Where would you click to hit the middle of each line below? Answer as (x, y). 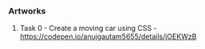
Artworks (27, 11)
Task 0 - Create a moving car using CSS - (88, 28)
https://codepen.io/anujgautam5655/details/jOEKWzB (108, 36)
